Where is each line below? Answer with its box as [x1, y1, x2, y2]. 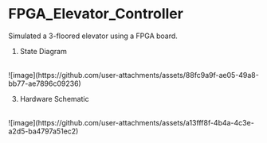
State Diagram [19, 46, 68, 56]
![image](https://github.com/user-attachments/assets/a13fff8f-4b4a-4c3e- [8, 118, 255, 127]
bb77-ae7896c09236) [8, 79, 81, 88]
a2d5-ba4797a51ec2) [8, 126, 79, 136]
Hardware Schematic [19, 94, 89, 103]
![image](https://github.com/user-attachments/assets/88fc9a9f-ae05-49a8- [8, 70, 259, 79]
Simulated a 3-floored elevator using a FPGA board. [8, 31, 178, 41]
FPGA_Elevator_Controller [8, 5, 183, 23]
